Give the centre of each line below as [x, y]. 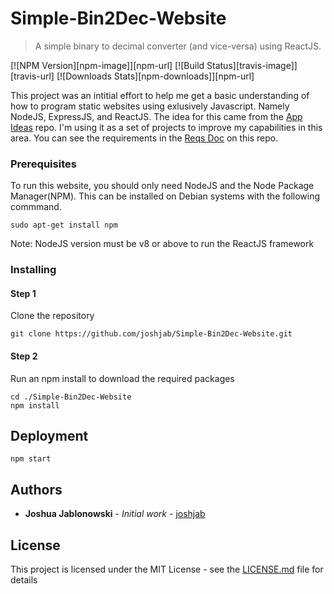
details [24, 580]
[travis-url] [32, 76]
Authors [36, 489]
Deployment [49, 435]
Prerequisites [43, 164]
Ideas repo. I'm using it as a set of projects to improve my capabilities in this [166, 127]
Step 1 [23, 293]
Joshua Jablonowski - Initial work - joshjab [115, 514]
